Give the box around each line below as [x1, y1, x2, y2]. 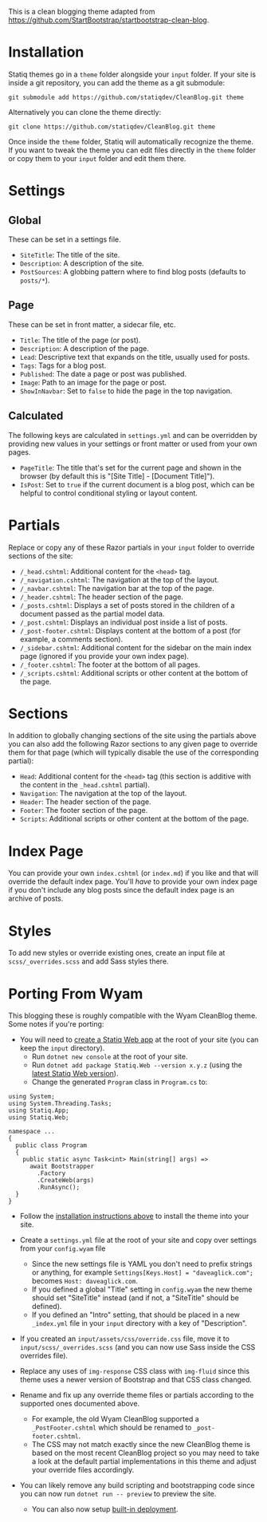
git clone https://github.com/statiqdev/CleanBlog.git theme [8, 123, 216, 131]
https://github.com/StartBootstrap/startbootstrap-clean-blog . [8, 15, 210, 25]
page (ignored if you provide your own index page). [19, 651, 190, 660]
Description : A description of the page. [19, 343, 150, 353]
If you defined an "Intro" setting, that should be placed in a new [31, 1310, 241, 1319]
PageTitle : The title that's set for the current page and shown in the [19, 463, 241, 472]
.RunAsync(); [37, 1184, 80, 1192]
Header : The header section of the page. [19, 797, 151, 806]
